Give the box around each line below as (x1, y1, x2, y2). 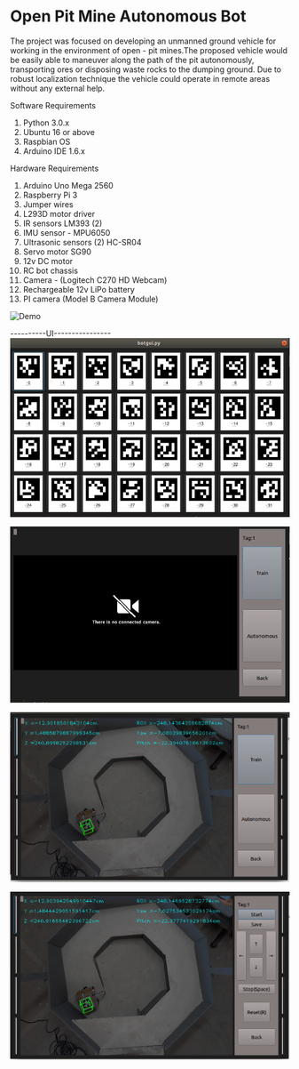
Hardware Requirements (10, 163, 99, 173)
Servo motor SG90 (22, 246, 92, 257)
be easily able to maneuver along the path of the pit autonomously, (10, 54, 255, 65)
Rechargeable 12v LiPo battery (22, 284, 136, 294)
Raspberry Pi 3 (22, 189, 78, 200)
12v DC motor (22, 255, 74, 266)
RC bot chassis (22, 265, 79, 276)
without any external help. (10, 83, 106, 93)
